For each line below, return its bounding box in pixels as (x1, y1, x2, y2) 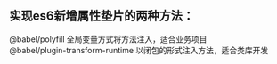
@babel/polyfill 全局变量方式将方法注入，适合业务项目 (9, 34, 208, 44)
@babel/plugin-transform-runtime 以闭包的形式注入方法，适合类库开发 (9, 44, 269, 55)
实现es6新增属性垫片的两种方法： (9, 8, 194, 24)
